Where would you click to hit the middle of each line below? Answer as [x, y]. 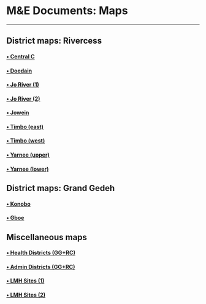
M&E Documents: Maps [67, 11]
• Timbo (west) [26, 141]
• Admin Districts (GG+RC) [41, 267]
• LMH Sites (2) [26, 295]
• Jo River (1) [23, 85]
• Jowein [18, 113]
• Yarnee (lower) [28, 169]
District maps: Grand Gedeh [61, 188]
